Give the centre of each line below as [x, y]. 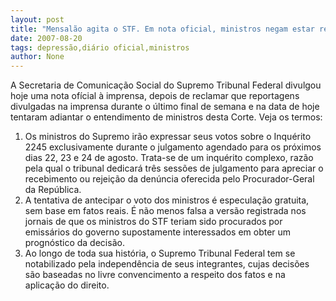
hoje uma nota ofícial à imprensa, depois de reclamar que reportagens [155, 96]
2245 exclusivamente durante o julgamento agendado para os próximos [173, 147]
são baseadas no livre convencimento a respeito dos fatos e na [155, 275]
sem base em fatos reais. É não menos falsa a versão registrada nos [165, 211]
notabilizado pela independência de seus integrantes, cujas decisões [167, 264]
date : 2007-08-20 [46, 38]
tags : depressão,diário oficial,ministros [100, 47]
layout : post [37, 19]
